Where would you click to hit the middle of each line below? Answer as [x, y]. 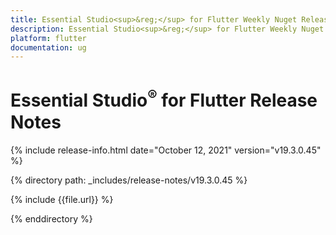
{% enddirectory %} [51, 218]
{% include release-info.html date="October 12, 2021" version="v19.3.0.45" [166, 150]
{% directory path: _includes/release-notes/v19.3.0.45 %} [129, 180]
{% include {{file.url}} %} [62, 199]
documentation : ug [48, 47]
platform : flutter [48, 38]
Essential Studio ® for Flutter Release [164, 99]
